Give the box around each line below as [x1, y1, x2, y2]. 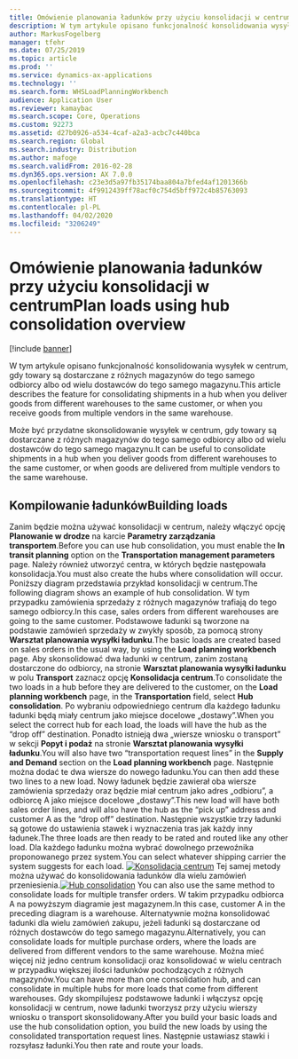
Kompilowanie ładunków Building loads [9, 498, 228, 513]
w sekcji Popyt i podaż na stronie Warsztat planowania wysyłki [9, 739, 244, 749]
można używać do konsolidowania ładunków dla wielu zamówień [9, 871, 247, 881]
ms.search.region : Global [9, 137, 105, 146]
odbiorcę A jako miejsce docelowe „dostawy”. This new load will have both [9, 795, 280, 806]
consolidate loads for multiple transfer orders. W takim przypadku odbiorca [9, 889, 285, 900]
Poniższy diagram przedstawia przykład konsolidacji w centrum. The [9, 578, 258, 589]
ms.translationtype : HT [9, 194, 98, 204]
